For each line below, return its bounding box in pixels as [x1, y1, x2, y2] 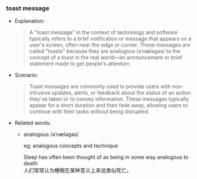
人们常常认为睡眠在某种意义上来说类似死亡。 [23, 167, 132, 174]
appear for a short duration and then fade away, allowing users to [29, 102, 188, 109]
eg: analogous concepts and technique [23, 142, 119, 150]
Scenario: [14, 72, 38, 79]
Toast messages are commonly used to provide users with [29, 83, 171, 90]
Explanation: [14, 18, 45, 25]
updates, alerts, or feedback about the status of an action [51, 89, 191, 97]
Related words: [14, 120, 51, 127]
